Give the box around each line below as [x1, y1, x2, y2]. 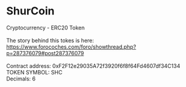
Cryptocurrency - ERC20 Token [6, 24, 85, 31]
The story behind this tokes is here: [6, 37, 94, 44]
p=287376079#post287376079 [6, 49, 85, 56]
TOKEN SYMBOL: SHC [6, 68, 63, 76]
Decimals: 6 [6, 75, 36, 82]
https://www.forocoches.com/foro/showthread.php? [6, 43, 136, 50]
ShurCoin [6, 4, 55, 18]
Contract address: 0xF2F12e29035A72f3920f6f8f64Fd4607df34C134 [6, 62, 181, 70]
